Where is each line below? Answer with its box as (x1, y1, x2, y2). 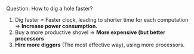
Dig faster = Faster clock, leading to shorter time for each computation (14, 16, 189, 23)
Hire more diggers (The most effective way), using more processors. (14, 41, 185, 48)
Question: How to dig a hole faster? (6, 5, 93, 12)
